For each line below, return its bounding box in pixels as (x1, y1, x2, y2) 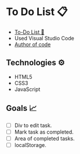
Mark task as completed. (14, 128, 74, 135)
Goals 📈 (6, 103, 37, 113)
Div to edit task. (14, 121, 52, 129)
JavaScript (14, 86, 41, 93)
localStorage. (14, 141, 46, 148)
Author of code (14, 41, 51, 48)
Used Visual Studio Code (14, 34, 74, 41)
